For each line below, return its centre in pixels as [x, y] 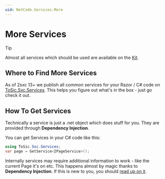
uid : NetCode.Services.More [34, 10]
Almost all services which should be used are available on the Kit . [72, 57]
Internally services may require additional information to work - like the [77, 161]
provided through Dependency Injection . [47, 128]
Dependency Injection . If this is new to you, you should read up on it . [76, 171]
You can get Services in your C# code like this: [53, 138]
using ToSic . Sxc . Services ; [33, 147]
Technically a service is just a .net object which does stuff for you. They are [82, 123]
